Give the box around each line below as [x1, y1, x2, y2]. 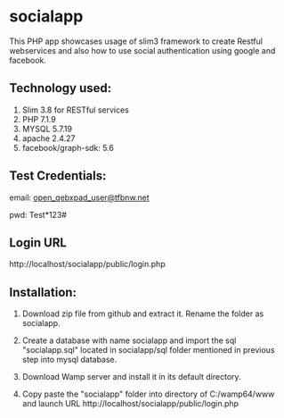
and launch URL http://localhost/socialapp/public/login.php [21, 398, 239, 409]
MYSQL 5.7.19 [21, 123, 73, 134]
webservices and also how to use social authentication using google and [9, 45, 276, 55]
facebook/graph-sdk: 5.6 [21, 142, 114, 153]
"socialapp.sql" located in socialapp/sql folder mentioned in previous [21, 345, 275, 355]
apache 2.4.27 [21, 132, 76, 144]
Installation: [9, 284, 77, 300]
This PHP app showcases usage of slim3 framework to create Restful [9, 36, 263, 46]
